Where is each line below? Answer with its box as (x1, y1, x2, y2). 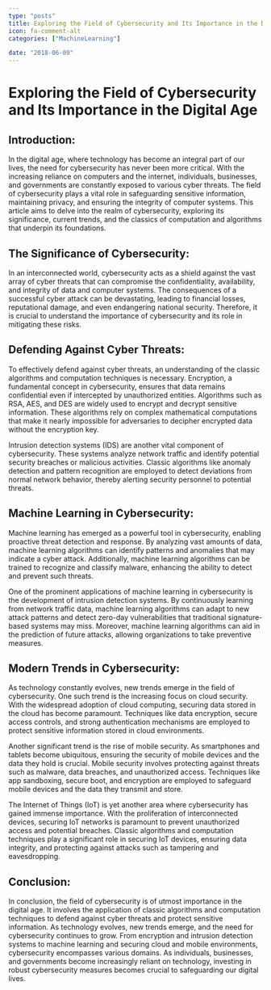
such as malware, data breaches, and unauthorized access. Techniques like (8, 767, 261, 777)
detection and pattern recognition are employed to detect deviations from (8, 466, 252, 475)
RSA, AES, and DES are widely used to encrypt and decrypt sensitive (8, 398, 237, 408)
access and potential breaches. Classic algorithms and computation (8, 826, 234, 836)
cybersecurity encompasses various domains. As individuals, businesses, (8, 948, 254, 958)
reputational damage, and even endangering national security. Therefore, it (8, 302, 258, 312)
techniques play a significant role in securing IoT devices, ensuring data (8, 834, 248, 845)
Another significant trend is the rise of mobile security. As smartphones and (8, 741, 261, 752)
